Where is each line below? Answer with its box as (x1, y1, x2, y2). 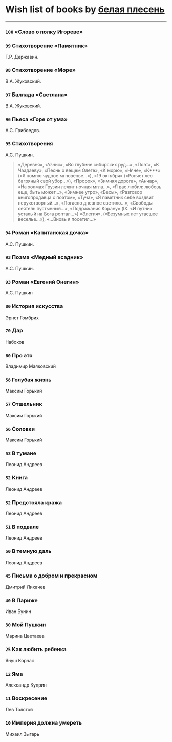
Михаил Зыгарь (5, 731, 40, 737)
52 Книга (5, 474, 28, 481)
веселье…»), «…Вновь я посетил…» (17, 216, 96, 222)
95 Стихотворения (5, 140, 53, 147)
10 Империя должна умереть (5, 719, 82, 727)
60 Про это (5, 351, 33, 359)
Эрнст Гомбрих (5, 314, 39, 321)
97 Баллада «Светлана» (5, 91, 68, 98)
